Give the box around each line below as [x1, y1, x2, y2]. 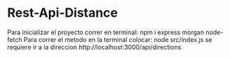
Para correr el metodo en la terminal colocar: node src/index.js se [23, 35, 213, 43]
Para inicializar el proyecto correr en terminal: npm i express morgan [7, 28, 205, 36]
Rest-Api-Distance [7, 5, 118, 21]
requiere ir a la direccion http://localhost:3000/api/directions [7, 43, 182, 51]
